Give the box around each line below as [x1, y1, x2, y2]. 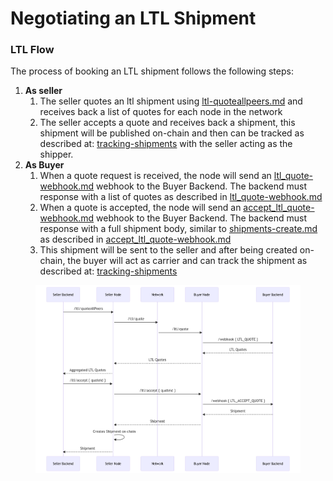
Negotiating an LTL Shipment [10, 7, 257, 30]
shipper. [39, 148, 74, 161]
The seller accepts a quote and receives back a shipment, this [39, 117, 296, 129]
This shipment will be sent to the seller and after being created [39, 244, 298, 256]
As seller [24, 85, 63, 97]
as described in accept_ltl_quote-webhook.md [39, 233, 232, 246]
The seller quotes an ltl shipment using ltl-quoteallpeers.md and [39, 95, 303, 107]
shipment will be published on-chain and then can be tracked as [39, 127, 305, 139]
